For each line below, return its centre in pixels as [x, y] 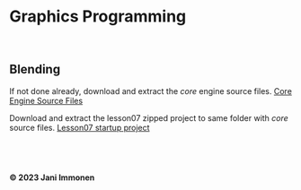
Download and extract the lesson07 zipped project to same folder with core [149, 117]
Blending [35, 69]
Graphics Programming [98, 17]
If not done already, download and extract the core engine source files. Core [150, 91]
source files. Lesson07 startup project [80, 127]
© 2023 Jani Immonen [52, 177]
